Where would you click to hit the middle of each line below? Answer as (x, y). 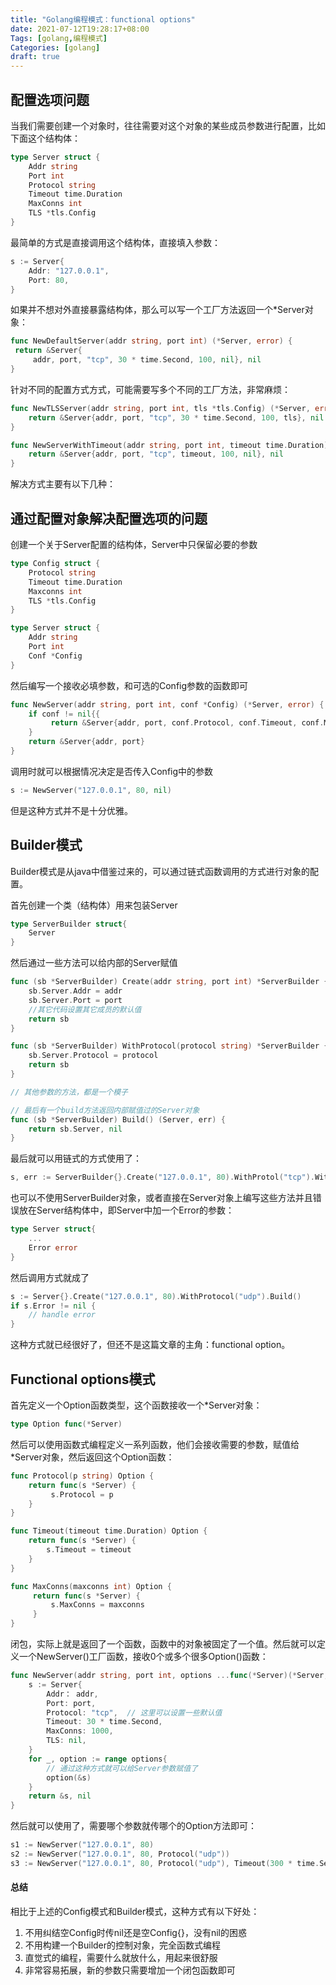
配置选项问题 (50, 99)
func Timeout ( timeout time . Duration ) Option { (109, 1531)
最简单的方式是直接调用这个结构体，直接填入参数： (115, 242)
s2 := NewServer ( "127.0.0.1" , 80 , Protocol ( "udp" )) (120, 1854)
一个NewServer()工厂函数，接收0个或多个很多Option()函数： (143, 1656)
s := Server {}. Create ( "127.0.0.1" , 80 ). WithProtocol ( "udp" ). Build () (156, 1296)
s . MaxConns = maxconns (97, 1605)
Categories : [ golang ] (55, 47)
